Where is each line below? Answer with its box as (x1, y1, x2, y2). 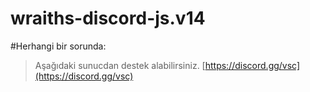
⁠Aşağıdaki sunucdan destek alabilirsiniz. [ (34, 59, 206, 71)
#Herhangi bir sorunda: (10, 40, 107, 52)
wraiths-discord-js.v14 (10, 7, 206, 30)
